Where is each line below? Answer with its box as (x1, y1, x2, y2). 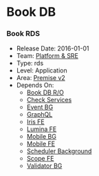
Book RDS (6, 29, 41, 39)
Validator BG (26, 162, 63, 170)
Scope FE (26, 155, 54, 163)
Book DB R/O (26, 88, 65, 97)
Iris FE (26, 118, 45, 126)
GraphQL (26, 110, 53, 119)
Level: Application (16, 66, 67, 75)
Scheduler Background (26, 147, 92, 155)
